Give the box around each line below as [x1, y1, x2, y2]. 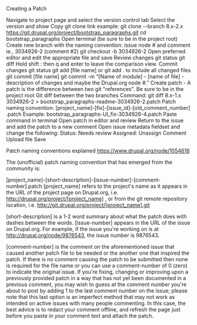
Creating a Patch [6, 5, 47, 12]
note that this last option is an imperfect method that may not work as [6, 294, 175, 300]
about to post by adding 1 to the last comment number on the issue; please [6, 287, 188, 294]
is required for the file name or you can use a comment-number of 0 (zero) [6, 262, 188, 269]
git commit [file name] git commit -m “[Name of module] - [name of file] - [6, 73, 185, 80]
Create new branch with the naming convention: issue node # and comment [6, 41, 191, 48]
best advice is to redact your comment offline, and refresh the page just [6, 306, 181, 313]
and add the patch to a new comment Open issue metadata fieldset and [6, 123, 180, 130]
